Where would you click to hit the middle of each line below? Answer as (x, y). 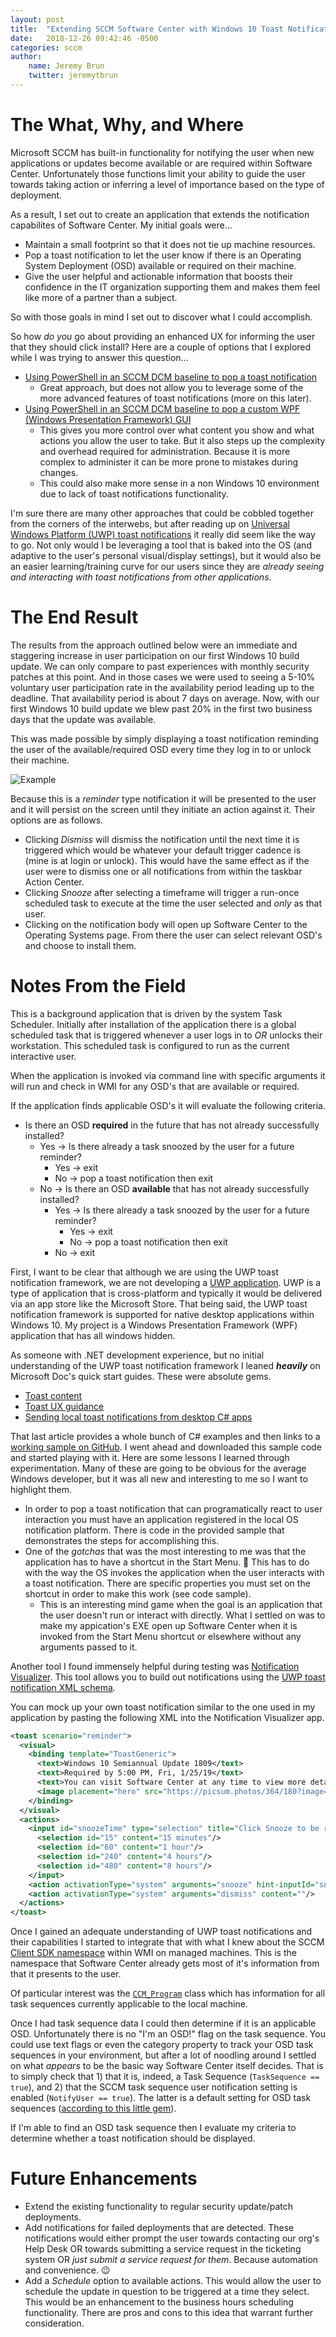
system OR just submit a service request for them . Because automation (171, 2260)
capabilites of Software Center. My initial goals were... (121, 225)
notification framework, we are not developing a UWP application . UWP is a (166, 1282)
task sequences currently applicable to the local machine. (129, 2004)
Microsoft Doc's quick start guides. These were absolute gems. (141, 1376)
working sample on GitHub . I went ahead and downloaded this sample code (166, 1447)
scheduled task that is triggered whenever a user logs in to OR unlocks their (166, 1035)
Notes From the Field (98, 985)
